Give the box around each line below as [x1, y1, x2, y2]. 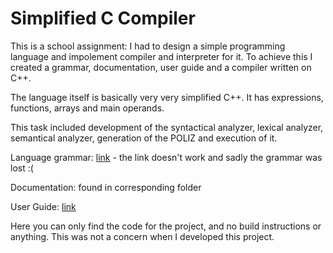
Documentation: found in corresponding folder [10, 181, 202, 193]
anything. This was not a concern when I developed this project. [10, 230, 275, 242]
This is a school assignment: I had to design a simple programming [10, 40, 286, 52]
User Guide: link [10, 200, 77, 212]
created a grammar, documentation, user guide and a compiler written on [10, 61, 312, 73]
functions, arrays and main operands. [10, 102, 165, 114]
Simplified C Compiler [10, 7, 196, 30]
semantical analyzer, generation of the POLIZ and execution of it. [10, 132, 278, 144]
